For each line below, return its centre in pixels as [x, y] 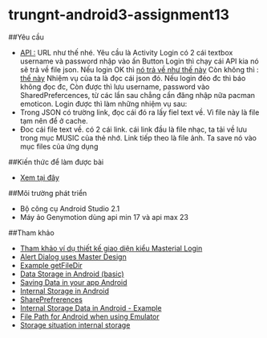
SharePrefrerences [51, 299]
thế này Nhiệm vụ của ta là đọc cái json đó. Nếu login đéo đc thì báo [133, 78]
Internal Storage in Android [65, 291]
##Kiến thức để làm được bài [56, 161]
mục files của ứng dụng [59, 146]
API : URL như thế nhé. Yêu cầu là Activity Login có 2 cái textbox [126, 52]
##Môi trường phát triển [48, 193]
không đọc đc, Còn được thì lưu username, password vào [115, 87]
